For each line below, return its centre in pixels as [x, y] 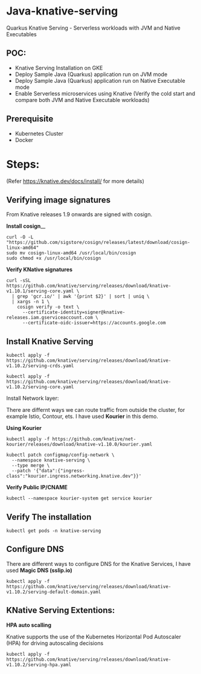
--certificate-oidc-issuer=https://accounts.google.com [94, 323]
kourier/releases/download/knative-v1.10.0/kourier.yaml [79, 445]
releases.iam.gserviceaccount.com [50, 318]
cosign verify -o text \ [48, 307]
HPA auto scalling [29, 625]
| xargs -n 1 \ [31, 302]
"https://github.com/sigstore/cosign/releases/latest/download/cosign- [98, 243]
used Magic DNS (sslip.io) [39, 570]
